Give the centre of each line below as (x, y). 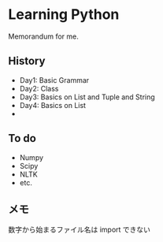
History (27, 61)
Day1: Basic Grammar (54, 80)
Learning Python (64, 15)
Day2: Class (39, 88)
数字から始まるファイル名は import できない (80, 229)
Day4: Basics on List (53, 105)
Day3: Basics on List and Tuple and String (87, 97)
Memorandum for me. (43, 36)
